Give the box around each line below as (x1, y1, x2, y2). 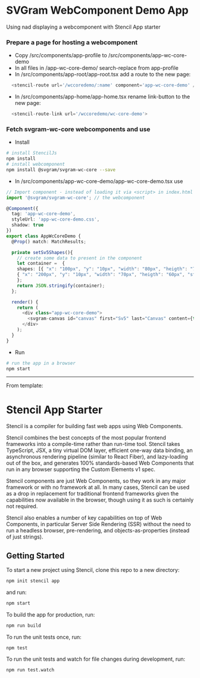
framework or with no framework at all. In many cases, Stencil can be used (6, 484, 189, 491)
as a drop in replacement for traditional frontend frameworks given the (6, 490, 179, 497)
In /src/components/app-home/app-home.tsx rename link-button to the (14, 93, 190, 100)
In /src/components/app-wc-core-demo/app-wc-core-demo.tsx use (14, 177, 183, 185)
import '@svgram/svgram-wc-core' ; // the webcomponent (6, 194, 145, 200)
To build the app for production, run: (6, 611, 95, 618)
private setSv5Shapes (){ (11, 249, 73, 255)
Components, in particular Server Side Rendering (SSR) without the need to (6, 521, 191, 528)
